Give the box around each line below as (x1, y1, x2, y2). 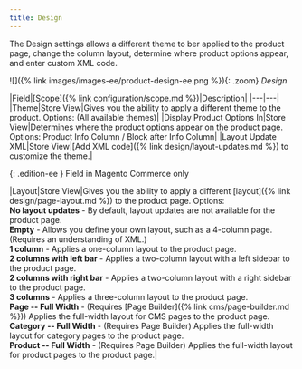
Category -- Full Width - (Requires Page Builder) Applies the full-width (9, 320, 274, 331)
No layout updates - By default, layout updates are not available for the (9, 205, 276, 216)
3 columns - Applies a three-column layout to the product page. (9, 291, 249, 302)
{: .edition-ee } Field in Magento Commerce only (9, 168, 190, 179)
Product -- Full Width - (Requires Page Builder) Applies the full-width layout (9, 339, 294, 350)
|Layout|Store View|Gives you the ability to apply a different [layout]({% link (9, 185, 291, 196)
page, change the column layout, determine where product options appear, (9, 47, 289, 59)
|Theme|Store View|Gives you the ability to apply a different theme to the (9, 102, 282, 113)
